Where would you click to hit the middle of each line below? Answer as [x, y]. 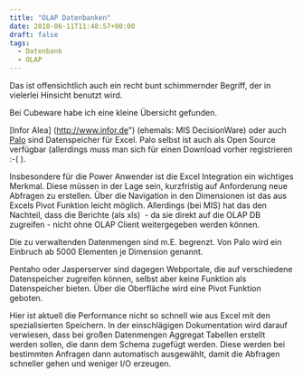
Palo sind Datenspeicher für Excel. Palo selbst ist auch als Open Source [142, 140]
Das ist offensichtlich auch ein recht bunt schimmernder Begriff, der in [140, 85]
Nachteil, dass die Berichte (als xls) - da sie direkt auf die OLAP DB [135, 215]
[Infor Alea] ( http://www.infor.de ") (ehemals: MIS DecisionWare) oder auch [148, 130]
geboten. [26, 298]
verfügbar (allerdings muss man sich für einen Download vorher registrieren [151, 149]
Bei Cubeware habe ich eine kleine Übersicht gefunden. [113, 113]
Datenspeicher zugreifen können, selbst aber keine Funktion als [128, 279]
